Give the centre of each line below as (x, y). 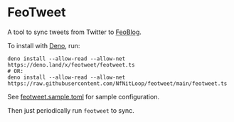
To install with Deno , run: (44, 45)
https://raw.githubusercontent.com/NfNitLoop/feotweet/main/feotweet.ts (117, 83)
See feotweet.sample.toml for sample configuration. (84, 96)
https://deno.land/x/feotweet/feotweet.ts (71, 65)
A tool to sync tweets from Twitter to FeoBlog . (75, 32)
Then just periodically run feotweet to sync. (71, 110)
